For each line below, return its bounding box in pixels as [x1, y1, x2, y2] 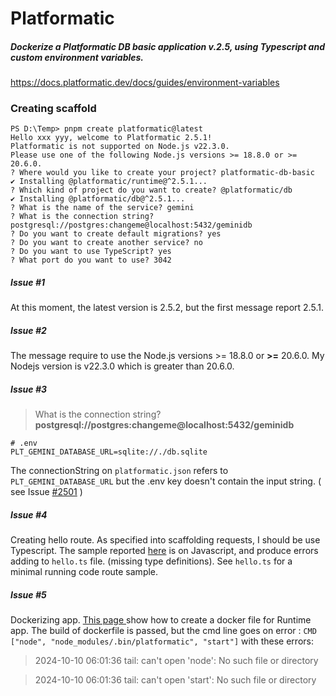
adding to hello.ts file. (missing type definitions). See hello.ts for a [10, 555, 293, 567]
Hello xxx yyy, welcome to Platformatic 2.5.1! [10, 133, 213, 143]
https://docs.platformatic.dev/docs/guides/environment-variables [10, 77, 280, 89]
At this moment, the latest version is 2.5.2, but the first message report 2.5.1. [10, 302, 324, 314]
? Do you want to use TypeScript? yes [10, 247, 172, 257]
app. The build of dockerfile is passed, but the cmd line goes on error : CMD [10, 625, 317, 637]
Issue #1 [10, 277, 46, 289]
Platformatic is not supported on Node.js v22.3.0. [10, 142, 230, 152]
